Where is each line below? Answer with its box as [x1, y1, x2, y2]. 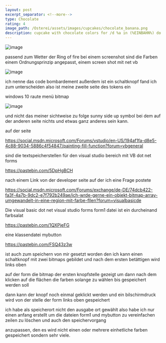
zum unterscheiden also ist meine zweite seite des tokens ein [5, 84, 131, 90]
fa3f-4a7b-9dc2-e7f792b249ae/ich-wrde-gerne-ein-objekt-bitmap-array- [5, 192, 158, 198]
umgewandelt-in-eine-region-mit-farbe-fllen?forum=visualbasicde [5, 198, 142, 203]
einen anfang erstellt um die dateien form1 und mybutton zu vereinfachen [5, 312, 155, 318]
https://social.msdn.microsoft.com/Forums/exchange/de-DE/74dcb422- [5, 187, 153, 193]
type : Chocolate [5, 16, 39, 21]
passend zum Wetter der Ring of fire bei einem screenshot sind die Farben [5, 54, 158, 60]
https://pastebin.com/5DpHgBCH [5, 168, 73, 173]
